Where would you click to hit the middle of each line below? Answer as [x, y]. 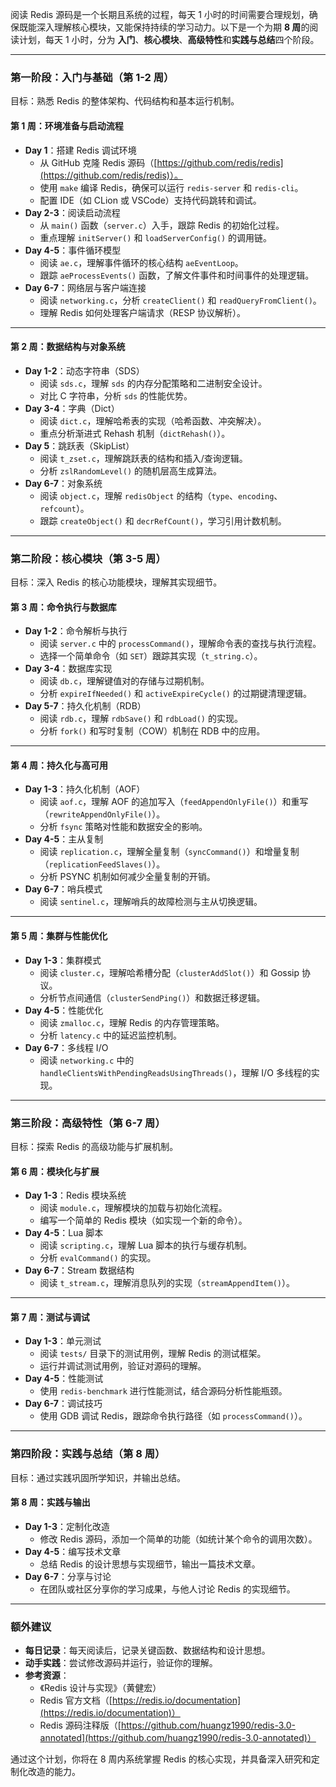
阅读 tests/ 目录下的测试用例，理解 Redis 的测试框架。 [153, 1354]
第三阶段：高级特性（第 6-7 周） [88, 1123]
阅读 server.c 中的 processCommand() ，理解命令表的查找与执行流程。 [180, 644]
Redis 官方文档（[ [76, 1700]
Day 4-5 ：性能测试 [64, 1379]
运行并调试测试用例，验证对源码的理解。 [123, 1366]
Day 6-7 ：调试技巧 [63, 1404]
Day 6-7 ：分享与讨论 [68, 1576]
